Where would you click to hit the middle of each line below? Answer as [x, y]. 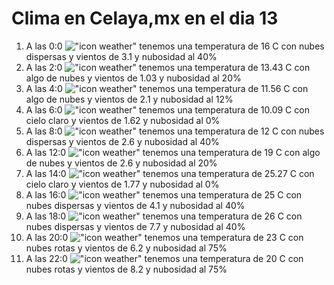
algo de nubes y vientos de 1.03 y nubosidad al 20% [133, 78]
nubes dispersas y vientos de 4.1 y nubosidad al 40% [135, 205]
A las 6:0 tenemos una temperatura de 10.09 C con [167, 109]
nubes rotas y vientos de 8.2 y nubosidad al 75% [126, 269]
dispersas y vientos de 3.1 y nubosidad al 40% [121, 56]
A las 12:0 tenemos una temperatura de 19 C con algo [173, 152]
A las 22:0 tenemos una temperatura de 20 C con [164, 258]
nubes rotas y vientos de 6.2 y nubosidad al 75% [126, 248]
